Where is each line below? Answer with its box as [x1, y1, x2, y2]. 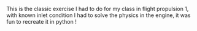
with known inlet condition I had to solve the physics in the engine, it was [6, 12, 191, 19]
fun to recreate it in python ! [6, 18, 77, 25]
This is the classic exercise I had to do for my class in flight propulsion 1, [6, 5, 189, 12]
